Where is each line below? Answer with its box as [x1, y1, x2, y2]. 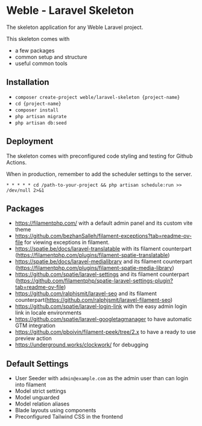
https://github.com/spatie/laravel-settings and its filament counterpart [14, 271, 189, 278]
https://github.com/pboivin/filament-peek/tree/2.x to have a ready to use [14, 328, 196, 336]
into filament [14, 381, 46, 389]
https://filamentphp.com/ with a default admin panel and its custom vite [14, 219, 193, 227]
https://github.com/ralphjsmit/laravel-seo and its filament [14, 290, 157, 297]
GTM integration [14, 322, 56, 329]
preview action [14, 335, 52, 342]
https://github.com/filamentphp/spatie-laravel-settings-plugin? [17, 277, 174, 284]
